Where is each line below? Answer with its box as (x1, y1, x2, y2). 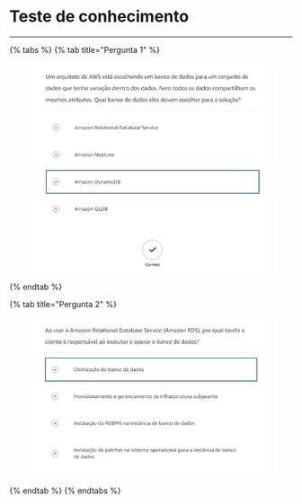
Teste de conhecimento (9, 6, 190, 27)
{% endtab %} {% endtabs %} (9, 485, 121, 496)
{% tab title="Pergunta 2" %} (9, 298, 117, 309)
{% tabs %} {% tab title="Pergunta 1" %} (9, 44, 160, 55)
